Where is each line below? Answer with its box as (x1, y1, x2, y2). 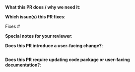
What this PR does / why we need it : (5, 4, 80, 10)
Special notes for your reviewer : (5, 33, 73, 39)
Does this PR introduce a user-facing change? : (5, 43, 103, 49)
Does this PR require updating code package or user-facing (5, 57, 130, 63)
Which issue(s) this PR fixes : (5, 14, 66, 19)
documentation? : (5, 62, 41, 68)
